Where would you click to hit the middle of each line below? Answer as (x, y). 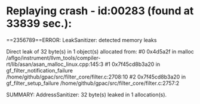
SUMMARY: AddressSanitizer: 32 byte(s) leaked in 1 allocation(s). (87, 94)
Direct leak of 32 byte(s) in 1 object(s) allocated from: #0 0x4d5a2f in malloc (100, 51)
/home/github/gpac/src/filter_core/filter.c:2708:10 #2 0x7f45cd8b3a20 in (96, 77)
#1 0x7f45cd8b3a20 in (133, 64)
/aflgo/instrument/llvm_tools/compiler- (53, 58)
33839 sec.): (39, 23)
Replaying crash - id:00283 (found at (100, 11)
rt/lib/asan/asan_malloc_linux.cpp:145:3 (55, 64)
